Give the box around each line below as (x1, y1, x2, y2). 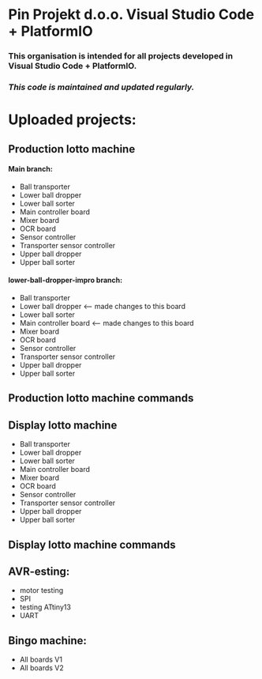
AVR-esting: (8, 565, 70, 578)
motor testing (19, 586, 64, 595)
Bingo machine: (8, 634, 87, 647)
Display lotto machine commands (8, 538, 176, 551)
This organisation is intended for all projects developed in (8, 51, 234, 62)
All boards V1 (19, 654, 63, 665)
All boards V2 (19, 663, 65, 673)
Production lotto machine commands (8, 391, 194, 405)
